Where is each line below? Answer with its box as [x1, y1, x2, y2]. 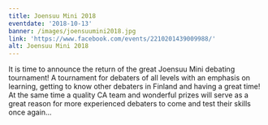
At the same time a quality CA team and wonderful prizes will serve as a [8, 90, 249, 100]
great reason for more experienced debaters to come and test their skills [8, 99, 252, 109]
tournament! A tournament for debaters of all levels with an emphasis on [8, 73, 250, 83]
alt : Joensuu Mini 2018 [8, 42, 89, 50]
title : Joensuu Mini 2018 [8, 11, 96, 20]
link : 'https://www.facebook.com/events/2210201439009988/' [8, 34, 217, 43]
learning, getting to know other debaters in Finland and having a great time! [8, 82, 261, 92]
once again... [8, 107, 52, 118]
